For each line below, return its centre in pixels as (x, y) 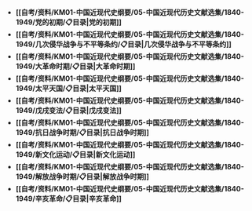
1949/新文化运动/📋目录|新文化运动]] (75, 155)
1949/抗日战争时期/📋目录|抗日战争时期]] (82, 132)
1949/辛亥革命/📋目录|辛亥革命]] (68, 198)
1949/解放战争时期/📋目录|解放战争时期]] (82, 176)
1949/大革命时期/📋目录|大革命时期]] (75, 66)
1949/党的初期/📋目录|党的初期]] (68, 22)
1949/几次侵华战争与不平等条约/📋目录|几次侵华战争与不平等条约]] (123, 44)
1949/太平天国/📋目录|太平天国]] (68, 88)
